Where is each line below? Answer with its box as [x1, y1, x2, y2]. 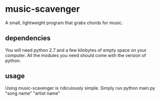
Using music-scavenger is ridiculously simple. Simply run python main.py [5, 85, 156, 91]
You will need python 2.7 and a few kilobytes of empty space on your [5, 47, 147, 53]
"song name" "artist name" [5, 90, 61, 96]
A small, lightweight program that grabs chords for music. [5, 20, 123, 26]
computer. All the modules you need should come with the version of [5, 52, 147, 58]
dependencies [5, 34, 51, 42]
